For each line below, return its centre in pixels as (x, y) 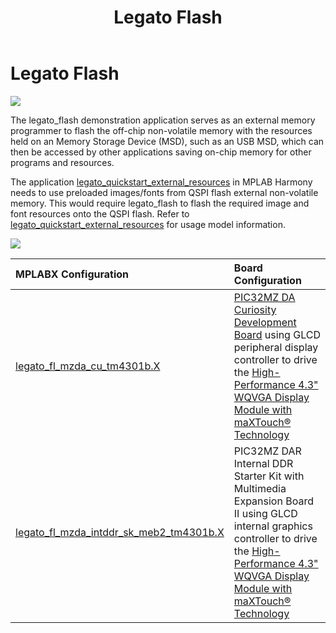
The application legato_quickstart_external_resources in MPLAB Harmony (161, 182)
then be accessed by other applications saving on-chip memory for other (161, 152)
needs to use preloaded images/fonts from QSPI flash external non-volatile (164, 192)
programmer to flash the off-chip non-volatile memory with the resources (161, 130)
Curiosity (255, 309)
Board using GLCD (277, 334)
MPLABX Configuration (72, 274)
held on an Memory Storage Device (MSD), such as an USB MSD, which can (167, 141)
